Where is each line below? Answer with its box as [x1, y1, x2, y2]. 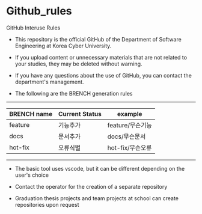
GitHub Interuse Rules [6, 24, 61, 31]
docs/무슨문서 [107, 132, 146, 141]
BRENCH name [9, 109, 53, 118]
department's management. [14, 78, 84, 85]
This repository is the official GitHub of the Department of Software [14, 35, 182, 43]
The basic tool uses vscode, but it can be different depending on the [14, 165, 185, 172]
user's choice [14, 171, 49, 179]
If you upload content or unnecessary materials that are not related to [14, 53, 188, 61]
